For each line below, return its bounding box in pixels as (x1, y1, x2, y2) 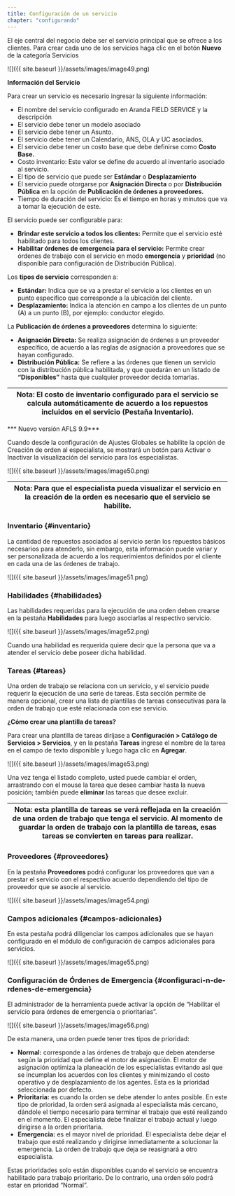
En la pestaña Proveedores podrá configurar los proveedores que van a (7, 867, 215, 876)
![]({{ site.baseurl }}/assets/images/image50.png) (7, 467, 150, 475)
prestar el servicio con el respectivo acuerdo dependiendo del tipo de (7, 875, 208, 884)
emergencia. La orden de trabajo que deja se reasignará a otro (17, 1145, 198, 1153)
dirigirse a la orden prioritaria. (17, 1122, 104, 1132)
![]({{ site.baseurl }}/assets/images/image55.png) (7, 958, 150, 966)
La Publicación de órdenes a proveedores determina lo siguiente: (7, 322, 198, 330)
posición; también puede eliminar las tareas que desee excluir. (7, 788, 189, 797)
